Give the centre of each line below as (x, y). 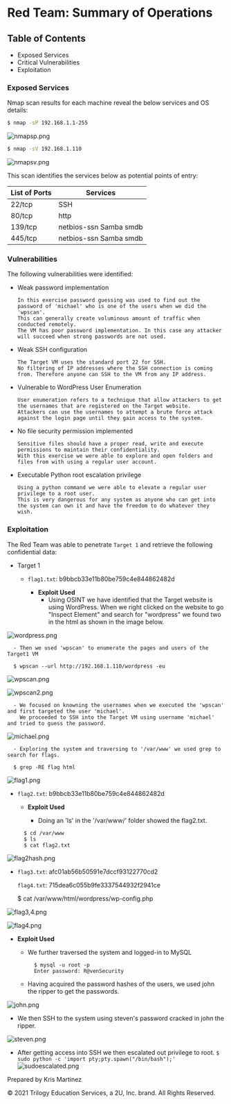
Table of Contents (47, 39)
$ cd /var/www (44, 833)
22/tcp (22, 205)
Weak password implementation (63, 288)
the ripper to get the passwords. (73, 991)
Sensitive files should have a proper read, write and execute (110, 444)
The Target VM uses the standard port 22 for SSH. (92, 362)
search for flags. (34, 755)
